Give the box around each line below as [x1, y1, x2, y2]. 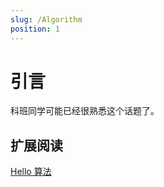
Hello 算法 [10, 166, 52, 178]
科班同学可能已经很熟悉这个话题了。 [10, 105, 160, 117]
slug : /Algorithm [10, 14, 83, 25]
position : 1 [10, 24, 60, 34]
